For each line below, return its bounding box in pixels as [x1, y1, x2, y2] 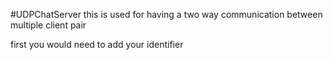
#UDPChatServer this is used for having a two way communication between [10, 9, 323, 20]
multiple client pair [10, 19, 87, 31]
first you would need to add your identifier [10, 39, 184, 50]
